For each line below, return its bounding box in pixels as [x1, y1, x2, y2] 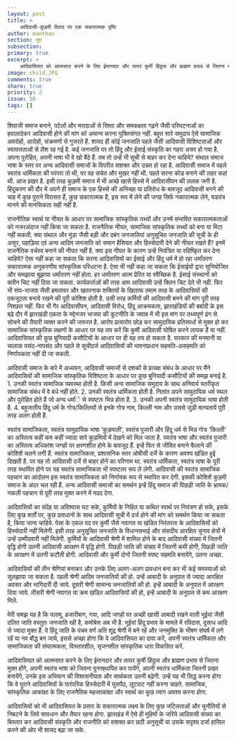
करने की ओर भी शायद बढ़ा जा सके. [7, 725, 86, 734]
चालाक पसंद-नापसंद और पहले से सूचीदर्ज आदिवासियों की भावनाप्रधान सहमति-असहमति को [7, 341, 206, 350]
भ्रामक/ [213, 481, 229, 489]
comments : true [7, 75, 52, 83]
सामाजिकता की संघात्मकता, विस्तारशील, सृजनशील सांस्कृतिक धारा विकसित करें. [7, 642, 185, 650]
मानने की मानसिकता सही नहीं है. [7, 200, 79, 209]
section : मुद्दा [7, 37, 42, 44]
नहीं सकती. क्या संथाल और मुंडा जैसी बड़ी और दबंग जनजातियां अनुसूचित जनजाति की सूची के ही [7, 230, 218, 239]
